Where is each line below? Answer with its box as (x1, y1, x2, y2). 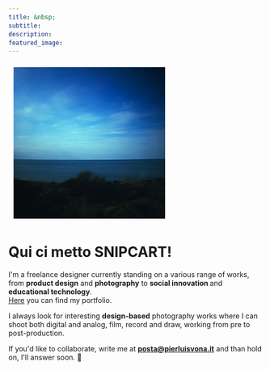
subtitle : (8, 21, 42, 30)
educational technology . (8, 287, 93, 296)
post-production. (8, 328, 65, 338)
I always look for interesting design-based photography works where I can (8, 311, 259, 321)
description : (8, 30, 53, 38)
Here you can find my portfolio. (8, 296, 112, 305)
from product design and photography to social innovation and (8, 279, 223, 288)
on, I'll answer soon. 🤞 (8, 352, 82, 363)
